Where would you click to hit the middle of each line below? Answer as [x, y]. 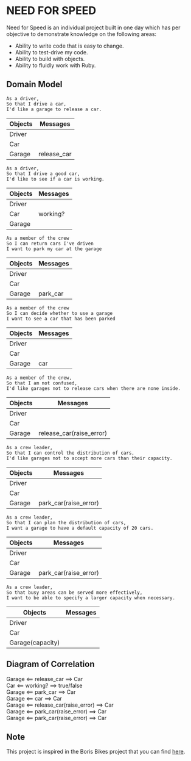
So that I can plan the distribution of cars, [66, 522]
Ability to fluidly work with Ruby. [55, 65]
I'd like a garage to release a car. [54, 109]
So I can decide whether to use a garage [60, 313]
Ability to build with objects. [50, 59]
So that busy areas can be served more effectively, [75, 593]
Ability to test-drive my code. [51, 52]
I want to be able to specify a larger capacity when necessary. [91, 598]
